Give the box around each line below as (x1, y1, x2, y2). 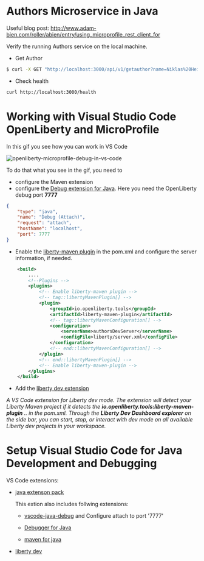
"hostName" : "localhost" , (17, 225, 83, 232)
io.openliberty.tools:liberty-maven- (101, 403, 194, 411)
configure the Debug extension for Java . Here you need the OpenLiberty (15, 185, 197, 192)
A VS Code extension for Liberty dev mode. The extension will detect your (6, 397, 192, 404)
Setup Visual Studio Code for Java (6, 443, 183, 457)
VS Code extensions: (6, 477, 59, 484)
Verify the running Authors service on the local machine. (6, 43, 148, 50)
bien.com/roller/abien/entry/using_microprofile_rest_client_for (6, 30, 161, 38)
